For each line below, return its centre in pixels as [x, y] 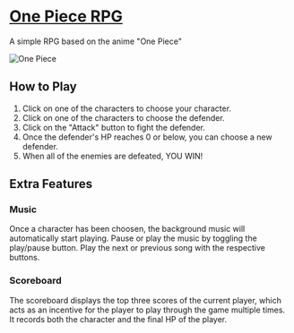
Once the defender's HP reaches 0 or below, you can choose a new [147, 137]
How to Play [43, 87]
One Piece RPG [66, 17]
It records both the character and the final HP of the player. [118, 319]
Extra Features [51, 184]
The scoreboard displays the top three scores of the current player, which [146, 300]
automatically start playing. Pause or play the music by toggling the [133, 238]
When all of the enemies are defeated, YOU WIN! [112, 156]
